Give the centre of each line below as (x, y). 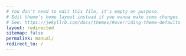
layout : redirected (30, 28)
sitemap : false (25, 33)
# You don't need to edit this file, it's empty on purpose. (83, 11)
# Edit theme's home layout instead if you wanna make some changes (92, 17)
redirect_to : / (25, 44)
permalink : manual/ (30, 38)
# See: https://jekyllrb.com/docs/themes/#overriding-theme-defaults (94, 22)
